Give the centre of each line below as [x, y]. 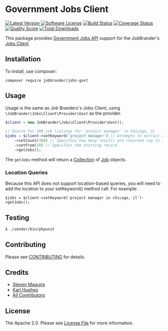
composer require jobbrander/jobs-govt [47, 80]
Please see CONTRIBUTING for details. [45, 257]
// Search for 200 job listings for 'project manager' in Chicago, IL [80, 131]
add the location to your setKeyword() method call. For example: [71, 189]
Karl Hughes [25, 290]
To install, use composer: [31, 71]
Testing [17, 218]
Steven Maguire [29, 284]
